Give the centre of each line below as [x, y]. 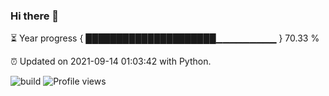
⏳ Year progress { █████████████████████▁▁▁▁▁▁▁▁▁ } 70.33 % [165, 38]
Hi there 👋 [35, 16]
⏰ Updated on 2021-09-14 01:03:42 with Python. [111, 61]
